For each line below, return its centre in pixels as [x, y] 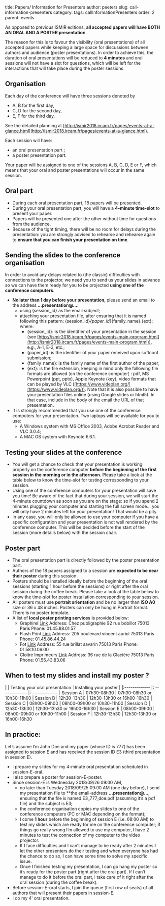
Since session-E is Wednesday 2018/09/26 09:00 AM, [67, 782]
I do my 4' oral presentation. [41, 898]
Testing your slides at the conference [64, 452]
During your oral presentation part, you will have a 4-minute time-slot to [86, 208]
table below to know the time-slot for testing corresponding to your [80, 480]
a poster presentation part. [39, 155]
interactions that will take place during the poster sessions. [65, 68]
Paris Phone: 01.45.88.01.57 [48, 628]
